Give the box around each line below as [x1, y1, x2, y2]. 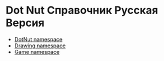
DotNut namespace [14, 36, 62, 43]
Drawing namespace [14, 42, 66, 49]
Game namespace [14, 48, 60, 55]
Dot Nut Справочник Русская [5, 4, 159, 17]
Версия [5, 16, 44, 30]
